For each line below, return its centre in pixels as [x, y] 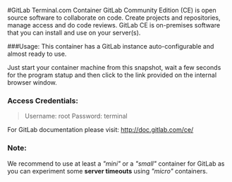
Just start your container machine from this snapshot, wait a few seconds [114, 67]
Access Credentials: [43, 100]
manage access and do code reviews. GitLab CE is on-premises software [114, 25]
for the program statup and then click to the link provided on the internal [112, 75]
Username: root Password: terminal [76, 116]
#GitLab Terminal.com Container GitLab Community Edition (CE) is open [112, 10]
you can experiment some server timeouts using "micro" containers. [108, 171]
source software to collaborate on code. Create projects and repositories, [114, 18]
